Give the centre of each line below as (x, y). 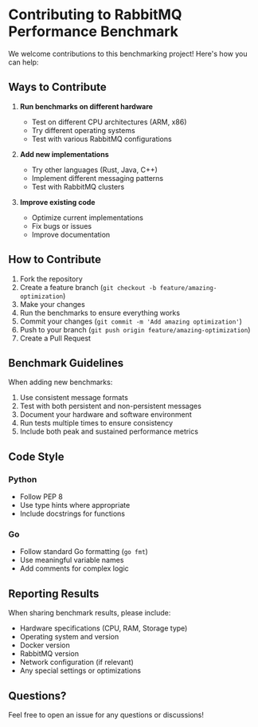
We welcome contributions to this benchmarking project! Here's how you (128, 53)
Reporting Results (54, 593)
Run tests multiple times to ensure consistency (96, 423)
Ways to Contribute (57, 87)
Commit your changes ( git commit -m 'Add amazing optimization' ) (131, 321)
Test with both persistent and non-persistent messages (110, 406)
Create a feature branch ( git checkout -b (88, 287)
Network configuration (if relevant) (76, 662)
